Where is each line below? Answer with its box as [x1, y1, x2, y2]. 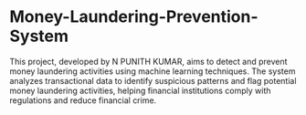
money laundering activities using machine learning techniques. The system [9, 66, 296, 77]
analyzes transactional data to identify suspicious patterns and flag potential [9, 75, 297, 86]
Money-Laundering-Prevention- [9, 6, 259, 27]
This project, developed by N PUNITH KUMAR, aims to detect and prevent [9, 56, 288, 67]
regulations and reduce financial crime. [9, 94, 157, 106]
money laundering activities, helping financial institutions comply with [9, 85, 271, 96]
